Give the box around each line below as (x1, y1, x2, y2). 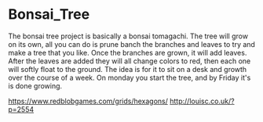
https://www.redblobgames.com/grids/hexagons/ (8, 96, 169, 106)
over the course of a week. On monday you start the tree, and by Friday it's (8, 73, 251, 82)
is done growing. (8, 81, 63, 91)
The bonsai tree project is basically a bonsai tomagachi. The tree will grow (8, 31, 249, 41)
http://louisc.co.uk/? (170, 96, 235, 106)
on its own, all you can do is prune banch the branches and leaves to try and (8, 39, 255, 48)
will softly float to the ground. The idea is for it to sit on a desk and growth (8, 64, 247, 74)
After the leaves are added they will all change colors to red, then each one (8, 56, 251, 66)
